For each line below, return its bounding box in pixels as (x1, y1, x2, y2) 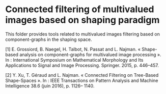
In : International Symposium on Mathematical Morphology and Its (5, 57, 144, 63)
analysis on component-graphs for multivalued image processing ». (19, 52, 161, 58)
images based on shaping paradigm (5, 14, 160, 26)
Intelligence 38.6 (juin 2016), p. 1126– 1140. (5, 82, 95, 89)
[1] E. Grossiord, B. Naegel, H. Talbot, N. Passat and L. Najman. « (5, 46, 141, 52)
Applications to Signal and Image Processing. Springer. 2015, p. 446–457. (5, 62, 159, 68)
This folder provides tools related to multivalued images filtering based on (5, 31, 160, 37)
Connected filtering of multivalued (5, 4, 154, 15)
